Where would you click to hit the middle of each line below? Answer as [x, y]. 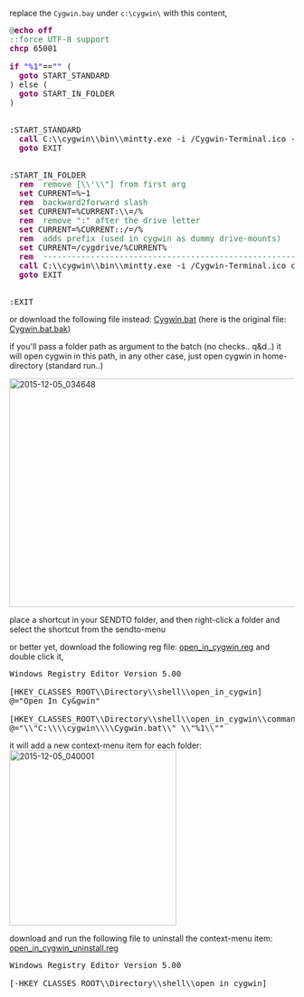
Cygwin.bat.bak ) [40, 329]
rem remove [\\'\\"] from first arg [102, 184]
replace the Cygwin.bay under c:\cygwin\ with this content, [119, 13]
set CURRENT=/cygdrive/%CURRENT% [93, 248]
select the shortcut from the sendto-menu [87, 629]
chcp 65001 [33, 48]
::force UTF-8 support [60, 39]
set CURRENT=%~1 [55, 193]
